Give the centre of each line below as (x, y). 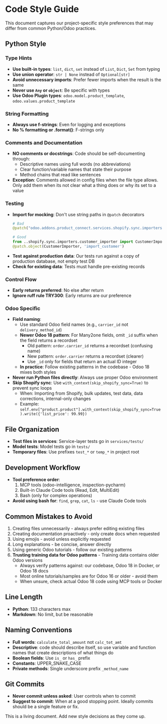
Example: (29, 404)
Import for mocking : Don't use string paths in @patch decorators (78, 214)
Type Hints (19, 58)
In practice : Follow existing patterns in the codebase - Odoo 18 (84, 367)
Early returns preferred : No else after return (58, 290)
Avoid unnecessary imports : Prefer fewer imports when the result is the (87, 79)
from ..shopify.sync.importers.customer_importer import (73, 242)
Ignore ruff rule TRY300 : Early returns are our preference (72, 295)
